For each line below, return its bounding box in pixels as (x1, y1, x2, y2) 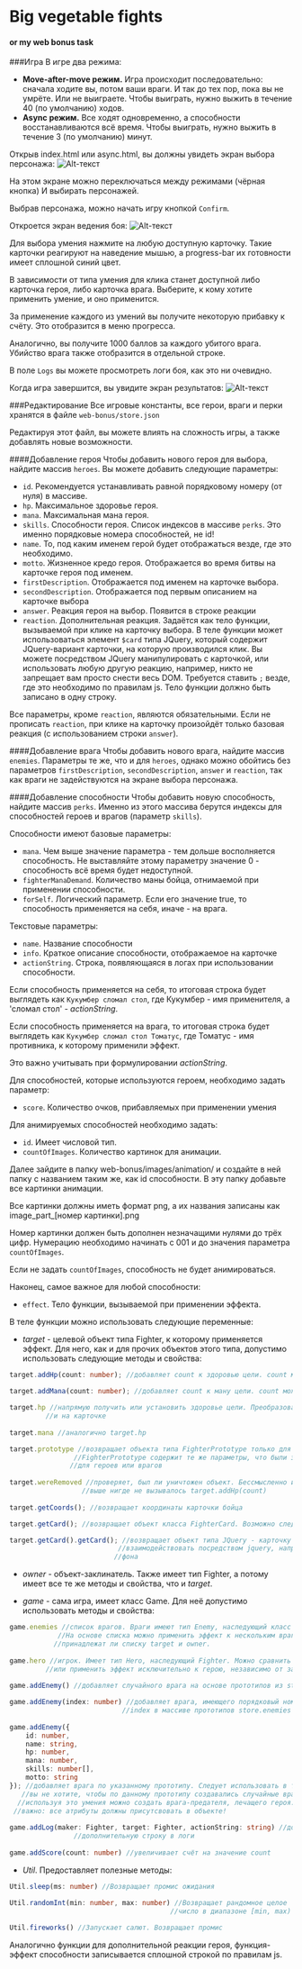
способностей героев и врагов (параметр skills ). (9, 811, 202, 821)
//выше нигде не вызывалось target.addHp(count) (81, 1486, 268, 1496)
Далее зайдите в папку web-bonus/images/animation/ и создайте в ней (9, 1164, 281, 1175)
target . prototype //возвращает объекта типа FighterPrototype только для (9, 1444, 292, 1454)
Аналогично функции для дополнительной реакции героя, (9, 1939, 233, 1951)
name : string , (25, 1739, 78, 1748)
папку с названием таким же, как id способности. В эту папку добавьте (9, 1174, 286, 1184)
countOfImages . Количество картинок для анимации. (22, 1147, 222, 1157)
